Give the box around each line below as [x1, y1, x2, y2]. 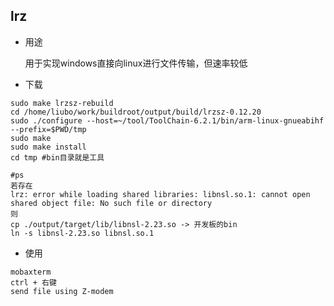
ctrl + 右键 [10, 277, 57, 288]
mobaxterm [10, 267, 52, 277]
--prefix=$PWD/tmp [10, 124, 87, 134]
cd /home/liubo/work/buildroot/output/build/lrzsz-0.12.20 [10, 107, 262, 117]
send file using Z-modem [10, 286, 114, 296]
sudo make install [10, 142, 87, 152]
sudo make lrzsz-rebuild [10, 98, 114, 108]
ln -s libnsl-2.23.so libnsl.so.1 [10, 228, 155, 238]
